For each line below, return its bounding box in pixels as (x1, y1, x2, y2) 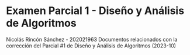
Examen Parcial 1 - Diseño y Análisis (6, 4, 185, 18)
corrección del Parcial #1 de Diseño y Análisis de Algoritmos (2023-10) (6, 42, 177, 49)
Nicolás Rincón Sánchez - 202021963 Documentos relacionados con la (6, 36, 178, 43)
